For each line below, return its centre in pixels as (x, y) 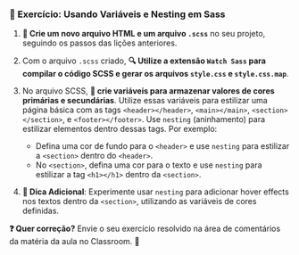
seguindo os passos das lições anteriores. (100, 43)
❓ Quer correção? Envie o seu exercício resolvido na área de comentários (145, 229)
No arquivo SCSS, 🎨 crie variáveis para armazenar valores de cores (148, 91)
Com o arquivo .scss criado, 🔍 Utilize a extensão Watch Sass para (144, 61)
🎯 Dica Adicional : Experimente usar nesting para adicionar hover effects (156, 192)
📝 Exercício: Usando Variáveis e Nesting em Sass (117, 14)
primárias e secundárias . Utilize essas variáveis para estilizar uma (145, 101)
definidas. (41, 211)
